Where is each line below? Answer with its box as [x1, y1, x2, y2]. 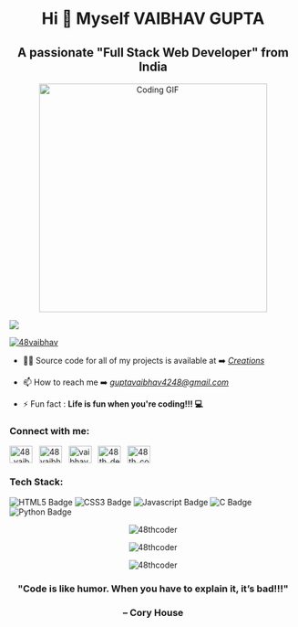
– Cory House [122, 607, 184, 620]
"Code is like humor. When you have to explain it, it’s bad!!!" [17, 582, 289, 595]
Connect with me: [9, 424, 90, 437]
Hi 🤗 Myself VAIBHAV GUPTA [41, 8, 265, 29]
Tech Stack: [9, 475, 64, 488]
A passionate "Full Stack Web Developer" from [17, 45, 289, 60]
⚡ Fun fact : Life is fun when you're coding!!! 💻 [22, 399, 203, 409]
